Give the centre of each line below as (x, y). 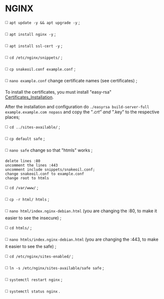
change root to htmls (27, 178)
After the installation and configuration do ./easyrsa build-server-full (77, 106)
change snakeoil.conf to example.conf (45, 174)
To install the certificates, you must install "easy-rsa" (58, 92)
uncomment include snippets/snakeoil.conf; (50, 170)
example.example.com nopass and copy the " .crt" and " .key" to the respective (82, 112)
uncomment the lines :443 (31, 165)
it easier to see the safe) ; (31, 246)
